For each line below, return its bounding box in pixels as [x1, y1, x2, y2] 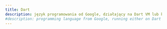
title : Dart [5, 7, 30, 12]
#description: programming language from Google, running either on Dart [5, 16, 162, 21]
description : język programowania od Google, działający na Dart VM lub [5, 12, 159, 17]
